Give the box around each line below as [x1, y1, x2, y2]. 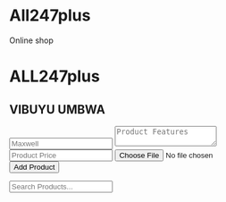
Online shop [9, 35, 54, 46]
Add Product [13, 162, 55, 172]
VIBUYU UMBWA [9, 102, 105, 117]
